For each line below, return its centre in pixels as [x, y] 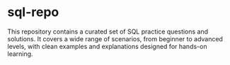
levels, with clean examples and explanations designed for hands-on [107, 46]
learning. [20, 54]
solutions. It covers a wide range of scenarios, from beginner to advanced [115, 38]
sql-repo [33, 12]
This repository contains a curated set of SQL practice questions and [108, 31]
